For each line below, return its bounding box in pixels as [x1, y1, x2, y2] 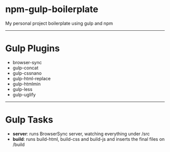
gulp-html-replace [12, 75, 51, 81]
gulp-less [12, 86, 33, 92]
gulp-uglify [12, 91, 36, 97]
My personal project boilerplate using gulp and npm [5, 20, 113, 26]
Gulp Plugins [5, 43, 60, 54]
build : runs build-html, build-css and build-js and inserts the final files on [12, 136, 165, 142]
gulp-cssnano [12, 70, 42, 76]
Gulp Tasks [5, 114, 53, 126]
